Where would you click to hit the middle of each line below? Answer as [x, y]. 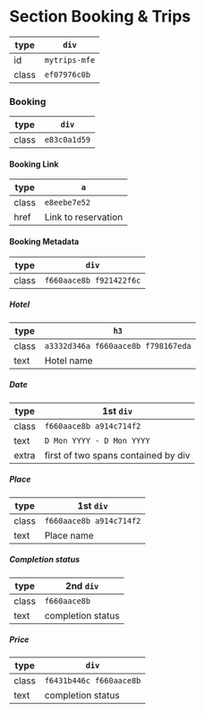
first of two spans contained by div [117, 455]
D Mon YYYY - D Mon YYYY [97, 440]
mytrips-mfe [70, 60]
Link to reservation [84, 217]
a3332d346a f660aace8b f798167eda [118, 346]
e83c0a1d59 [68, 140]
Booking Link [34, 164]
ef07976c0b [68, 74]
